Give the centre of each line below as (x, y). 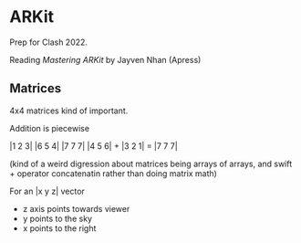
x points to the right (59, 228)
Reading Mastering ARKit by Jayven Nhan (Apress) (105, 59)
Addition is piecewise (49, 128)
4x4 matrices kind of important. (69, 111)
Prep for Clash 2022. (49, 42)
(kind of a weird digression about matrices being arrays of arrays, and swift (151, 164)
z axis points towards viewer (76, 208)
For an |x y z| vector (47, 191)
